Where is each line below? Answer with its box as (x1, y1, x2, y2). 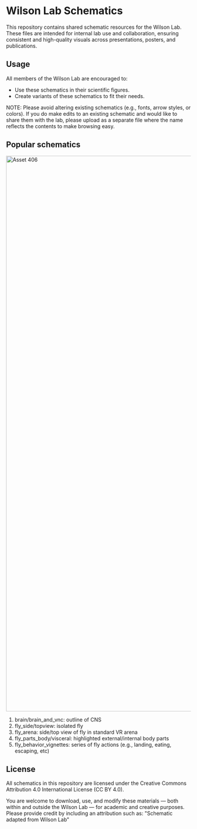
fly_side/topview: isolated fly (14, 722, 83, 729)
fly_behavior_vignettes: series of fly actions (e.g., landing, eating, (14, 741, 172, 748)
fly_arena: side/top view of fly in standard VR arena (14, 729, 138, 736)
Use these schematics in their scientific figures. (14, 86, 130, 93)
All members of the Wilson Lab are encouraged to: (6, 75, 128, 82)
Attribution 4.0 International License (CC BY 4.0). (6, 786, 124, 793)
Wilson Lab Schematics (6, 4, 123, 18)
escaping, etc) (14, 747, 50, 754)
